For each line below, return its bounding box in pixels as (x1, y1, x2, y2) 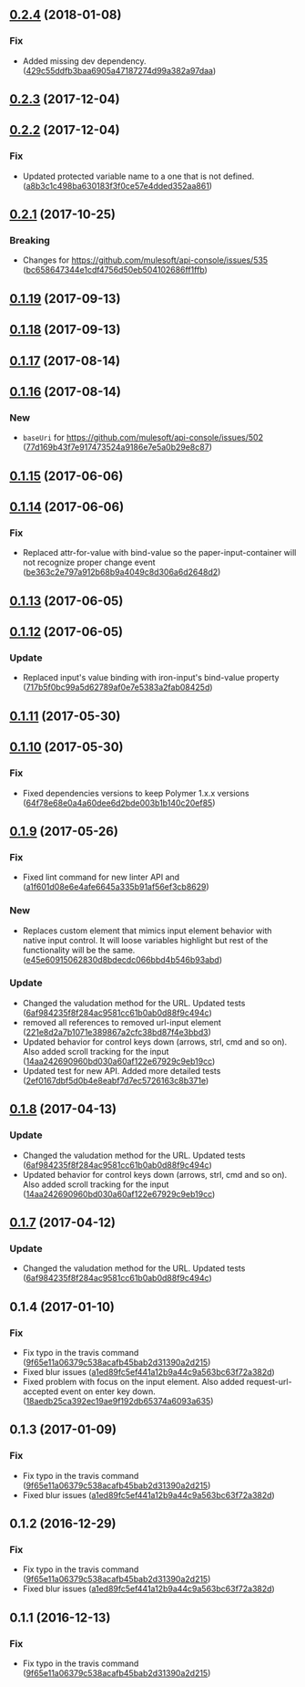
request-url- (246, 1376, 293, 1387)
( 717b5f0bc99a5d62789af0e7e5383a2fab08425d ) (22, 682, 213, 693)
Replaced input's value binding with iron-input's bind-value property (22, 672, 280, 683)
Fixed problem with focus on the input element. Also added (22, 1376, 245, 1387)
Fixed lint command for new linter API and (22, 871, 180, 883)
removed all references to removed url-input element (22, 1016, 221, 1027)
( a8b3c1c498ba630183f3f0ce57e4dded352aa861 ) (22, 180, 212, 191)
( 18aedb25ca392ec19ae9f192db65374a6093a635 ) (22, 1395, 214, 1406)
